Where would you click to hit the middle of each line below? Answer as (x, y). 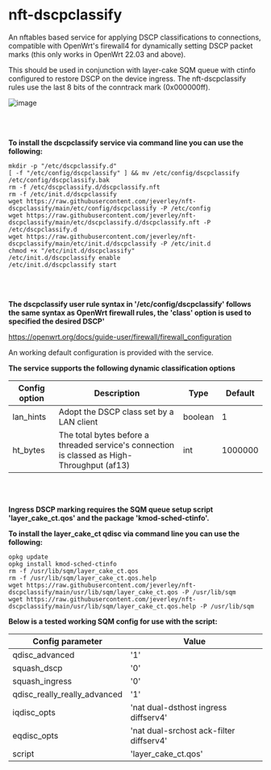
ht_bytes (29, 450)
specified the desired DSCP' (56, 321)
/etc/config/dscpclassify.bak (59, 180)
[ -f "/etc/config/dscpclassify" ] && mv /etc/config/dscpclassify (124, 173)
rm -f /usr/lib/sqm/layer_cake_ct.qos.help (83, 578)
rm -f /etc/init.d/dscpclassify (63, 194)
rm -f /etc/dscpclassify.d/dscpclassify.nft (84, 187)
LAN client (78, 421)
